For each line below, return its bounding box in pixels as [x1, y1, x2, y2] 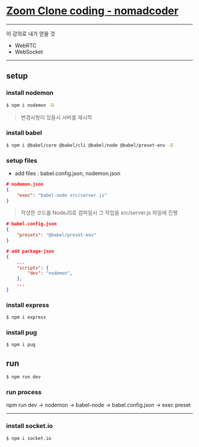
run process [6, 388, 42, 396]
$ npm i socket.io [6, 435, 52, 441]
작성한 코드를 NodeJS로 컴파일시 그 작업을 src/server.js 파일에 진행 [20, 209, 178, 216]
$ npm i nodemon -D [6, 102, 54, 108]
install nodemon [6, 89, 54, 97]
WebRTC [14, 41, 37, 49]
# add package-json [6, 248, 54, 254]
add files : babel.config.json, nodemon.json [14, 170, 120, 177]
